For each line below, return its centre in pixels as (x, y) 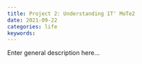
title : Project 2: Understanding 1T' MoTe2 (71, 14)
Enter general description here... (53, 53)
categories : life (32, 26)
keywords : (22, 33)
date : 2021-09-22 (32, 20)
